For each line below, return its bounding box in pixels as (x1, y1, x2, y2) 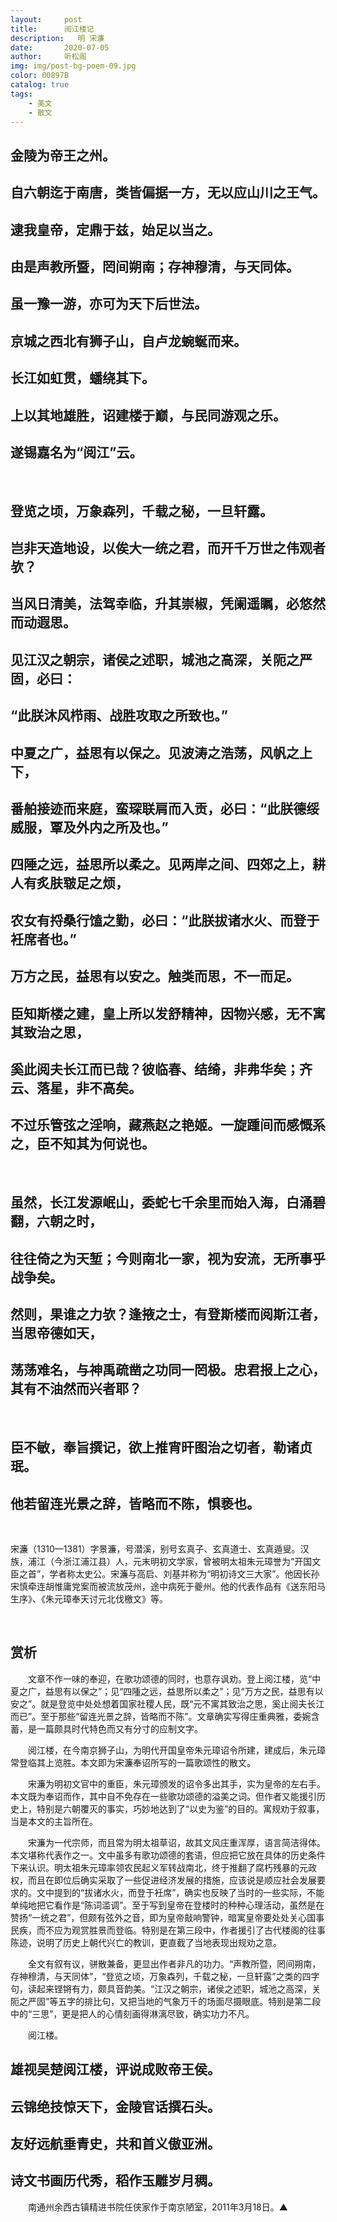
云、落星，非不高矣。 (10, 1080, 142, 1096)
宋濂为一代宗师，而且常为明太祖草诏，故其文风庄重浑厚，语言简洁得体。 (27, 1836, 326, 1848)
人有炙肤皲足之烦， (10, 875, 129, 892)
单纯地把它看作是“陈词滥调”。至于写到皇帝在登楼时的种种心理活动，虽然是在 (10, 1899, 325, 1911)
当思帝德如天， (10, 1324, 103, 1341)
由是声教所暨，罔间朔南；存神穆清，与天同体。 (10, 258, 300, 275)
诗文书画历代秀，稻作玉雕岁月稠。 (10, 2172, 221, 2190)
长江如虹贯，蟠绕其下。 (10, 370, 155, 387)
